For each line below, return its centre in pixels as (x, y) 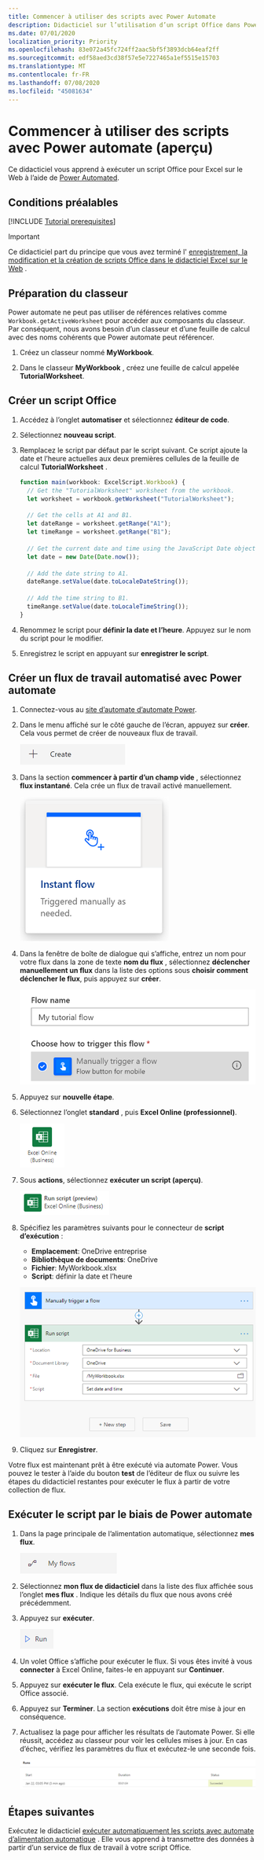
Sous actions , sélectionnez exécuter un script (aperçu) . (111, 1179)
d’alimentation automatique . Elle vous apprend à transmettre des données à (131, 1840)
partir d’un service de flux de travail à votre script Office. (100, 1847)
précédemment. (46, 1602)
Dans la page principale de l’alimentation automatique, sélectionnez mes (137, 1533)
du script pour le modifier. (61, 638)
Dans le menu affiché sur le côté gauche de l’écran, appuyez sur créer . (134, 725)
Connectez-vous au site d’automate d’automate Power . (108, 709)
